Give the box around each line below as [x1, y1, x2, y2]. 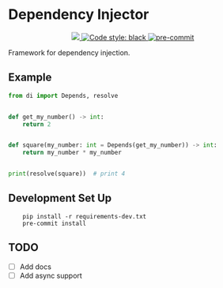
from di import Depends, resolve [8, 92, 119, 99]
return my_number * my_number [22, 148, 123, 157]
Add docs [19, 262, 51, 271]
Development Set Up [8, 192, 112, 205]
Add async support [19, 271, 83, 280]
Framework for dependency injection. [8, 47, 130, 57]
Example [8, 71, 52, 84]
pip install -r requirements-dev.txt [22, 212, 147, 220]
